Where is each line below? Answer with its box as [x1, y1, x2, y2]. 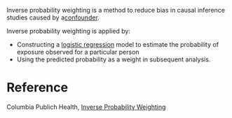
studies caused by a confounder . [6, 13, 100, 22]
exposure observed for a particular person [16, 48, 139, 56]
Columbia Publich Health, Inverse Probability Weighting [6, 103, 166, 111]
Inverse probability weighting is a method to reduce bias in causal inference [6, 6, 226, 14]
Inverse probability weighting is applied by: [6, 27, 131, 35]
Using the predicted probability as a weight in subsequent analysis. [16, 55, 211, 64]
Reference [6, 80, 68, 96]
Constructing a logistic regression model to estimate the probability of [16, 40, 219, 48]
